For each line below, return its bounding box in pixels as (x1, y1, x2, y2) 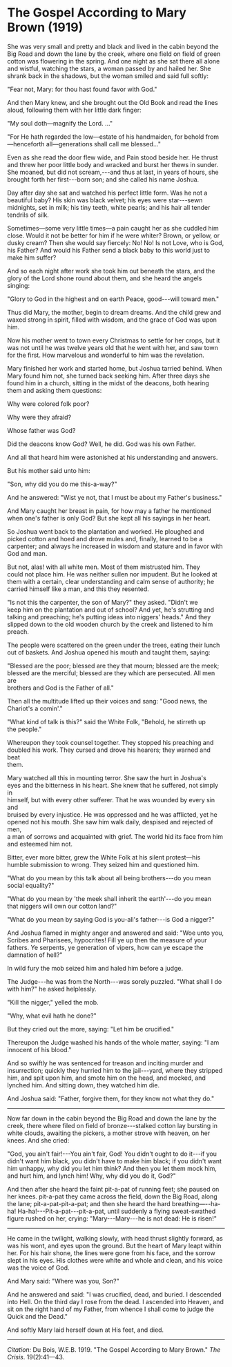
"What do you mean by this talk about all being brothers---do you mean (7, 873, 211, 882)
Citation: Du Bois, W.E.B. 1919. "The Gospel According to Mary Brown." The (7, 1345, 221, 1354)
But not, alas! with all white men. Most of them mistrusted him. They (7, 563, 200, 571)
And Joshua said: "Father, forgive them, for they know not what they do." (7, 1094, 215, 1103)
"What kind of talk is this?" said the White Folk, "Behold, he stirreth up (7, 717, 206, 726)
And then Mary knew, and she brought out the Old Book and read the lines (7, 98, 219, 106)
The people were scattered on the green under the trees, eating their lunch (7, 641, 220, 649)
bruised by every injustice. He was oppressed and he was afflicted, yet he (7, 810, 217, 819)
